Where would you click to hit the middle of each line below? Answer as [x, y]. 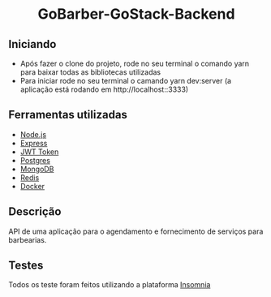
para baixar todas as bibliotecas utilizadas [90, 72]
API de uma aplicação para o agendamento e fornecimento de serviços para [136, 231]
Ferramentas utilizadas [68, 115]
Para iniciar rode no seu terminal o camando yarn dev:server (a [126, 81]
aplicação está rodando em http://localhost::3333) [104, 89]
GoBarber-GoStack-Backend [136, 14]
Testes [26, 266]
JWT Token [39, 152]
